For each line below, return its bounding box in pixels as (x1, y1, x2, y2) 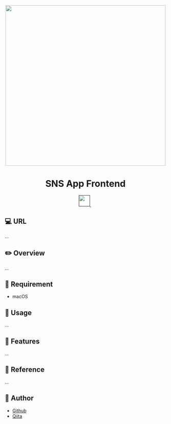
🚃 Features (5, 337, 40, 345)
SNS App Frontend (45, 178, 126, 189)
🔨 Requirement (5, 280, 53, 288)
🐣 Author (5, 394, 34, 402)
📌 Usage (5, 308, 32, 317)
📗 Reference (5, 365, 45, 374)
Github (12, 408, 27, 414)
